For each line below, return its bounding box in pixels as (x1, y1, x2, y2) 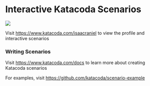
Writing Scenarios (5, 48, 51, 55)
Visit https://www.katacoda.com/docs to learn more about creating (5, 60, 145, 66)
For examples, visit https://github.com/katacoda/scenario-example (5, 75, 145, 81)
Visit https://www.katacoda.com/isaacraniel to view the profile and (5, 30, 145, 36)
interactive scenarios (5, 35, 49, 41)
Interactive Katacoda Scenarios (5, 4, 141, 15)
